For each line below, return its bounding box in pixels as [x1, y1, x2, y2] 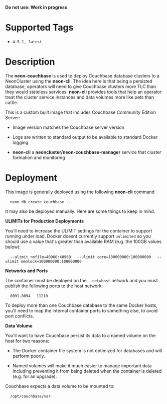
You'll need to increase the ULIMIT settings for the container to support [5, 227, 152, 233]
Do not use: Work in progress [5, 5, 68, 10]
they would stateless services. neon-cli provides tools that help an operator [5, 89, 162, 95]
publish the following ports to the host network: [5, 283, 103, 289]
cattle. [5, 99, 19, 105]
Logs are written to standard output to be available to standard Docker [12, 134, 158, 140]
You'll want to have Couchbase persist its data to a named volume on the [5, 332, 156, 339]
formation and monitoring [12, 154, 65, 160]
